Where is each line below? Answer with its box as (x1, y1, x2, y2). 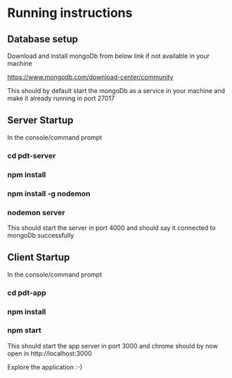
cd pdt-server (7, 150, 56, 160)
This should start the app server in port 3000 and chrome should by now (7, 341, 218, 350)
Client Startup (7, 252, 70, 264)
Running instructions (7, 5, 133, 21)
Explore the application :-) (7, 362, 83, 371)
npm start (7, 326, 42, 336)
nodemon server (7, 207, 65, 217)
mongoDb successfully (7, 231, 75, 239)
